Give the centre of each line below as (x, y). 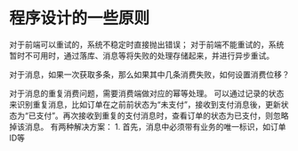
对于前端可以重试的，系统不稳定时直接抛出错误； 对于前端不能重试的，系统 (147, 44)
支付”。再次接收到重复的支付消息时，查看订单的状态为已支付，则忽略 (162, 115)
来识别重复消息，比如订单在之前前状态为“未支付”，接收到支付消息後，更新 (145, 104)
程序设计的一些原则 (80, 18)
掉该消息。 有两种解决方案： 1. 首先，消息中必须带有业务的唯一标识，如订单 (148, 126)
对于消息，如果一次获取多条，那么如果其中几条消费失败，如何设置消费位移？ (149, 74)
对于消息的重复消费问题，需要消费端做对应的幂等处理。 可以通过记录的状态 (147, 93)
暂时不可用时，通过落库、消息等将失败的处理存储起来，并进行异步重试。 (141, 55)
